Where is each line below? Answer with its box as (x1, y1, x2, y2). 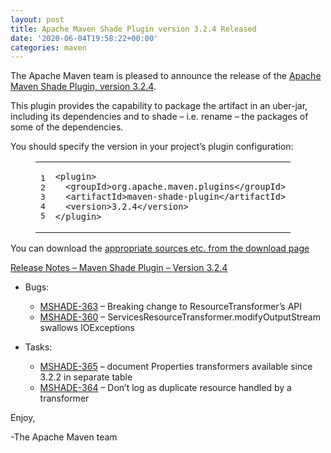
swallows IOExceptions (39, 322, 135, 334)
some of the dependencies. (10, 121, 124, 133)
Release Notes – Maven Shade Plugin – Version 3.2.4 (10, 262, 228, 274)
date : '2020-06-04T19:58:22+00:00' (10, 33, 159, 43)
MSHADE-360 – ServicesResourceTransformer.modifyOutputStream (39, 311, 321, 323)
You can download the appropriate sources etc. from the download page (10, 242, 310, 255)
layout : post (10, 14, 65, 25)
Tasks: (24, 341, 53, 353)
